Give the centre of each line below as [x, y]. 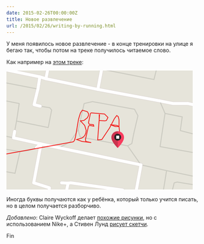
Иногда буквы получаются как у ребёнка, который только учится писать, [102, 199]
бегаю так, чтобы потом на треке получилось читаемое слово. [89, 50]
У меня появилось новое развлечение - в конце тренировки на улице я [100, 44]
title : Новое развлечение [39, 19]
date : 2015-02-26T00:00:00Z [42, 13]
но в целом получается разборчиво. [54, 206]
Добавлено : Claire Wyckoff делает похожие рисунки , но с [82, 218]
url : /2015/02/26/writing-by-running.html [61, 26]
